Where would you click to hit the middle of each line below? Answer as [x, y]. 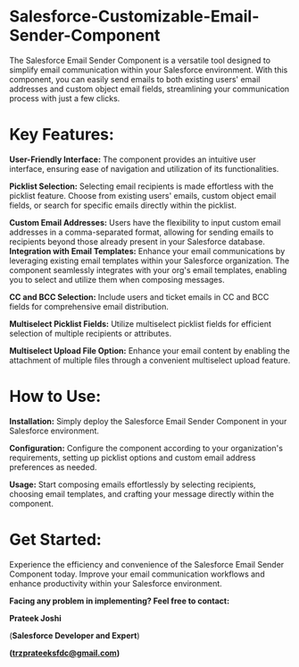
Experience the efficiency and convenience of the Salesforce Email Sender [147, 564]
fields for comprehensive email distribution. [89, 306]
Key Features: [62, 135]
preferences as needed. [53, 466]
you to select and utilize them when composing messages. [117, 279]
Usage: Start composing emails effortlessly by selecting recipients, [133, 484]
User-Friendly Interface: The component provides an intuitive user [133, 159]
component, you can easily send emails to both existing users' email [135, 79]
